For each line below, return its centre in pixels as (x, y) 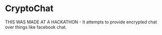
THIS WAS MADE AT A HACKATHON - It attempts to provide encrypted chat (81, 22)
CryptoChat (29, 9)
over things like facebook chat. (36, 27)
